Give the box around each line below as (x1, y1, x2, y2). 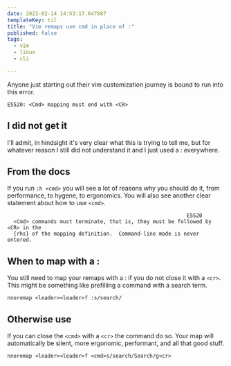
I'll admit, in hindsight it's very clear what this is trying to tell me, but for (7, 138, 211, 146)
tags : (7, 36, 23, 43)
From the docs (7, 166, 71, 177)
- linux (13, 49, 36, 56)
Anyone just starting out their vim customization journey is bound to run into (7, 80, 223, 89)
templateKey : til (7, 17, 57, 24)
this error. (7, 87, 35, 96)
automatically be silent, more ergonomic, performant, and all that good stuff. (7, 339, 225, 347)
